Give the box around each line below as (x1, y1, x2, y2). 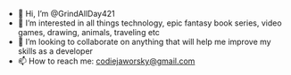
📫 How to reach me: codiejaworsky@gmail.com (17, 56, 195, 66)
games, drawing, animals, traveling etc (17, 27, 161, 37)
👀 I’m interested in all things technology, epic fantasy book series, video (17, 18, 283, 28)
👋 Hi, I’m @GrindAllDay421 (17, 9, 115, 19)
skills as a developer (17, 46, 94, 56)
